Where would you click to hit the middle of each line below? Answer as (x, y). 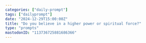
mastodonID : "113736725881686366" (41, 33)
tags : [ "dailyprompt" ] (29, 14)
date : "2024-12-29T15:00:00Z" (37, 19)
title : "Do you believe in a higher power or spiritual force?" (73, 23)
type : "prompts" (22, 28)
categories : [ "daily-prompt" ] (37, 10)
